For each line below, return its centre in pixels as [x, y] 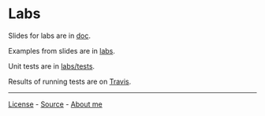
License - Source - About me [55, 104]
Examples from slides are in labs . [62, 51]
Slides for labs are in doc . [49, 36]
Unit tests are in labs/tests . [52, 66]
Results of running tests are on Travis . [70, 81]
